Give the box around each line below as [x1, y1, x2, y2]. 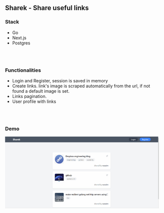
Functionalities [5, 67, 41, 74]
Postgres [12, 40, 31, 46]
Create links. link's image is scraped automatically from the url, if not [12, 83, 150, 89]
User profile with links [12, 98, 56, 104]
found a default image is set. [12, 88, 70, 94]
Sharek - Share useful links [5, 4, 89, 12]
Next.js [12, 35, 27, 40]
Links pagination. [12, 93, 47, 99]
